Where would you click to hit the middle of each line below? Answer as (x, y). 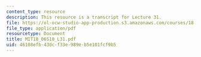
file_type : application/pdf (41, 28)
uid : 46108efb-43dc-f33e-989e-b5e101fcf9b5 (61, 45)
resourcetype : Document (36, 34)
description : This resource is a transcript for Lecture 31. (84, 17)
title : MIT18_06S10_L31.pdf (41, 39)
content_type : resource (36, 12)
